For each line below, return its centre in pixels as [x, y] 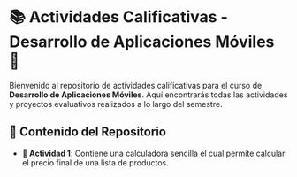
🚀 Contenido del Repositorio [88, 132]
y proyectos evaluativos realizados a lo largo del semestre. [116, 104]
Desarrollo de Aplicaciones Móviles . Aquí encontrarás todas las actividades [148, 95]
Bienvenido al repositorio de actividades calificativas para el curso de [136, 85]
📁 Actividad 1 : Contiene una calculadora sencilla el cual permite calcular [153, 153]
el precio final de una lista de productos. [95, 162]
